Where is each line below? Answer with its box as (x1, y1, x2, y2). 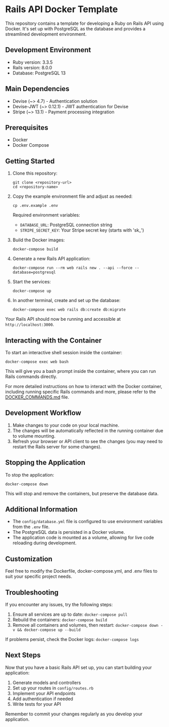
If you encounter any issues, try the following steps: (5, 602, 113, 608)
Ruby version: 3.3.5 (12, 59, 53, 65)
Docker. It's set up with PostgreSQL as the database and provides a (5, 25, 146, 31)
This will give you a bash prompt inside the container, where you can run (5, 368, 156, 374)
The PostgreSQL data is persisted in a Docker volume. (12, 529, 125, 535)
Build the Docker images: (12, 237, 65, 243)
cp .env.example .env (12, 203, 58, 208)
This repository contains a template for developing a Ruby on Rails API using (5, 20, 164, 26)
